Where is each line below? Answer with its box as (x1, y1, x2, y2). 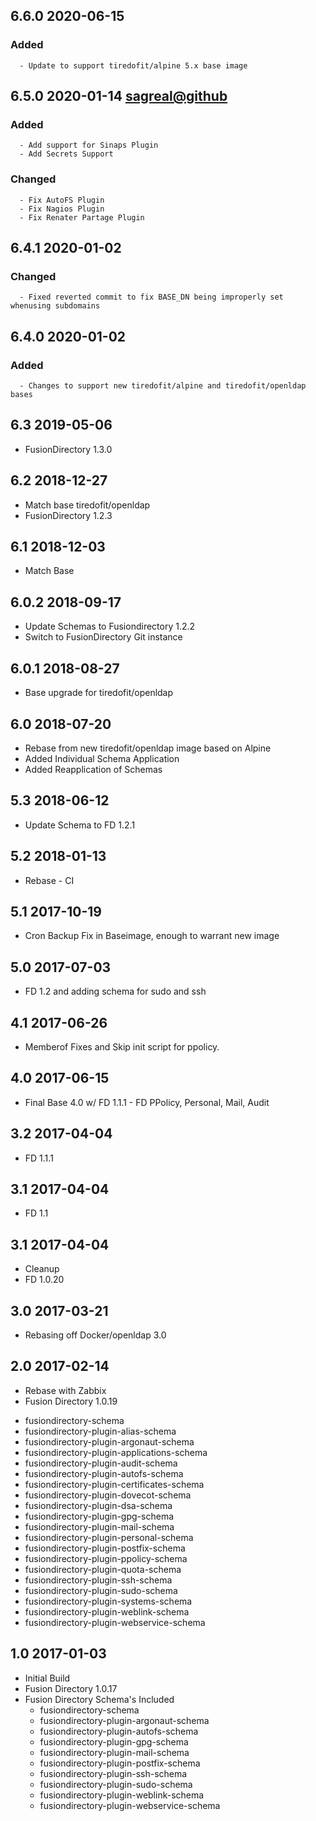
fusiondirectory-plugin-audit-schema (24, 1457, 178, 1469)
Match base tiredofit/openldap (24, 499, 151, 511)
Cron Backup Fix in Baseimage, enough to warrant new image (24, 930, 280, 942)
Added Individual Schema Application (24, 752, 180, 764)
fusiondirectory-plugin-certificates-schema (24, 1478, 205, 1490)
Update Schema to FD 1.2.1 (24, 819, 136, 831)
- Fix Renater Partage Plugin (19, 212, 145, 223)
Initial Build (24, 1672, 71, 1684)
